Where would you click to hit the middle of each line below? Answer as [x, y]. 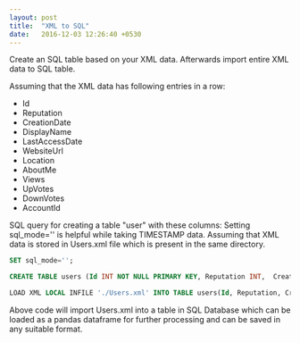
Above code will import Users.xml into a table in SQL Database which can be [150, 310]
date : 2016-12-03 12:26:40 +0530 [75, 34]
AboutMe [39, 170]
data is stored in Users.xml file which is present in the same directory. [137, 244]
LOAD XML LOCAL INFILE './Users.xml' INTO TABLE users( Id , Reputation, [145, 293]
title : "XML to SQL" [50, 26]
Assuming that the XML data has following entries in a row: [117, 87]
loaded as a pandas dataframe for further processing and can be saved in [145, 319]
